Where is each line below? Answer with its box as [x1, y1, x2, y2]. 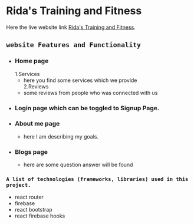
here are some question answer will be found [23, 161, 133, 169]
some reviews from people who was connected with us [23, 89, 158, 96]
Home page [14, 57, 49, 65]
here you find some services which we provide [23, 77, 137, 84]
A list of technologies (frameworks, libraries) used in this [6, 176, 189, 183]
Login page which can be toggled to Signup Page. [14, 104, 160, 112]
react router [14, 193, 44, 201]
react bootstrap [14, 206, 52, 213]
